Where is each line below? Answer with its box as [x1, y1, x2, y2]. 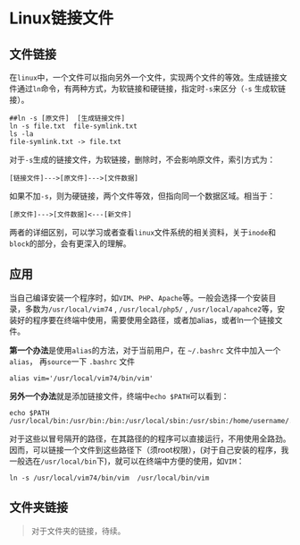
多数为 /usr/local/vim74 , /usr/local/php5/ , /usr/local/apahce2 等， [24, 303, 278, 314]
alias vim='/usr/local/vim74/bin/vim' [9, 373, 154, 383]
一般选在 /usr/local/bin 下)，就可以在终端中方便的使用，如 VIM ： [9, 456, 245, 466]
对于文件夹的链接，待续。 [30, 525, 126, 536]
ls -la [9, 130, 34, 139]
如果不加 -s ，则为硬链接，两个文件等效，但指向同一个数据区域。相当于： [9, 191, 276, 201]
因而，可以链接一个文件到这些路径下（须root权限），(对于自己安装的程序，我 [9, 444, 289, 455]
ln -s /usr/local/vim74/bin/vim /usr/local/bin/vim [9, 473, 210, 482]
